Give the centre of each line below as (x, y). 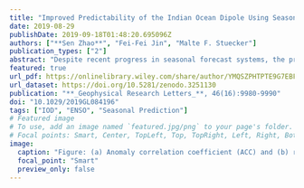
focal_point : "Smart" (58, 160)
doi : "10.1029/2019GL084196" (64, 102)
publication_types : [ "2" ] (58, 52)
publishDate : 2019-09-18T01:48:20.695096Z (90, 34)
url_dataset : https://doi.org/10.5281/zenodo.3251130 (113, 85)
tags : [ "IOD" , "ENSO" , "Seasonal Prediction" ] (99, 110)
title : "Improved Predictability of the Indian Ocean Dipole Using (139, 18)
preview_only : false (56, 169)
